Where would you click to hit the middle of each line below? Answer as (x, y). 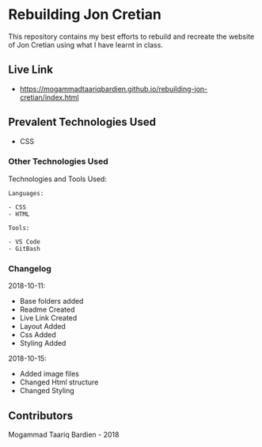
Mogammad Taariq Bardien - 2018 (64, 434)
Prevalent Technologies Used (82, 122)
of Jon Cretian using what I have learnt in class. (86, 44)
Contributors (41, 416)
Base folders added (51, 301)
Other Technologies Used (58, 161)
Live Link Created (48, 318)
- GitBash (25, 248)
